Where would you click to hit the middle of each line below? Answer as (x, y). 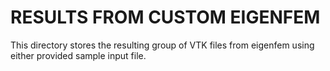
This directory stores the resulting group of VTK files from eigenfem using (162, 45)
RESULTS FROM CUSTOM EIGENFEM (165, 17)
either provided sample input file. (78, 55)
